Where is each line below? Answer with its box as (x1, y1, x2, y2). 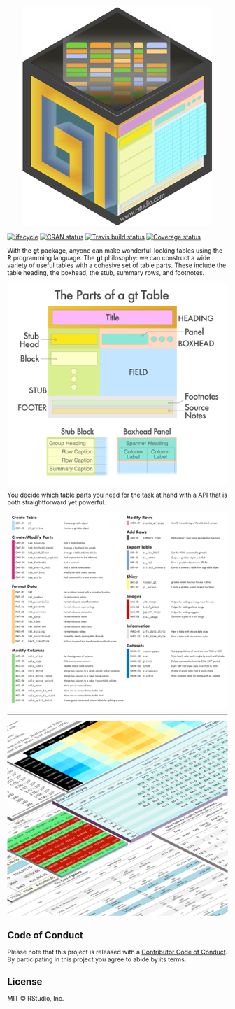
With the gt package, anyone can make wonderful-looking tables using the (7, 246, 223, 255)
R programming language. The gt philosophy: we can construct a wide (7, 254, 211, 262)
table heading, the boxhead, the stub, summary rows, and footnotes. (7, 269, 205, 276)
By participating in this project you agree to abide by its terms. (7, 955, 187, 964)
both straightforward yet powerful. (7, 498, 106, 507)
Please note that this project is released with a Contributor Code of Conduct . (7, 948, 228, 957)
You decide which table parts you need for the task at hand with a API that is (7, 491, 227, 499)
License (7, 975, 43, 987)
